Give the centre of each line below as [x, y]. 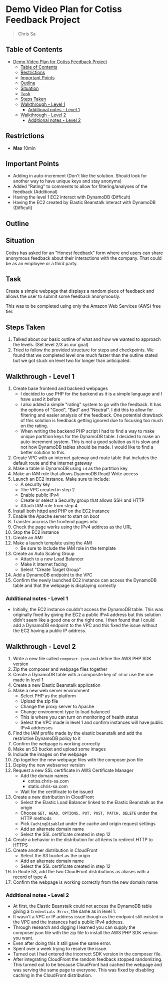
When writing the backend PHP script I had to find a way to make [87, 431]
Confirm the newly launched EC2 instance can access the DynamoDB [85, 580]
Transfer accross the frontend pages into [55, 522]
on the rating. [34, 426]
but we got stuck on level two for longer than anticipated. [72, 361]
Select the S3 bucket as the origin [55, 856]
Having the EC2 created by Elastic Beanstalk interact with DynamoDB [84, 203]
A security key [35, 484]
